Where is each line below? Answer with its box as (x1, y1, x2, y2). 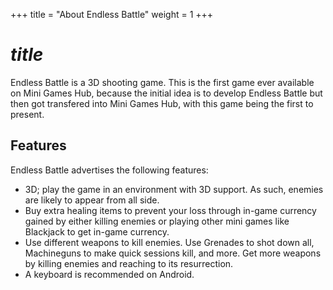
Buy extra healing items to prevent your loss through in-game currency (24, 204, 317, 216)
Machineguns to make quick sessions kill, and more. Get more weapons (24, 247, 322, 259)
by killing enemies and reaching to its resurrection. (24, 257, 234, 269)
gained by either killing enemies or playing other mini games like (24, 215, 290, 227)
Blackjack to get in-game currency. (24, 225, 170, 238)
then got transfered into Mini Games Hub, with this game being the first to (10, 97, 314, 109)
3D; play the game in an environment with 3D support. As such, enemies (24, 183, 324, 195)
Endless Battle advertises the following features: (10, 164, 209, 176)
